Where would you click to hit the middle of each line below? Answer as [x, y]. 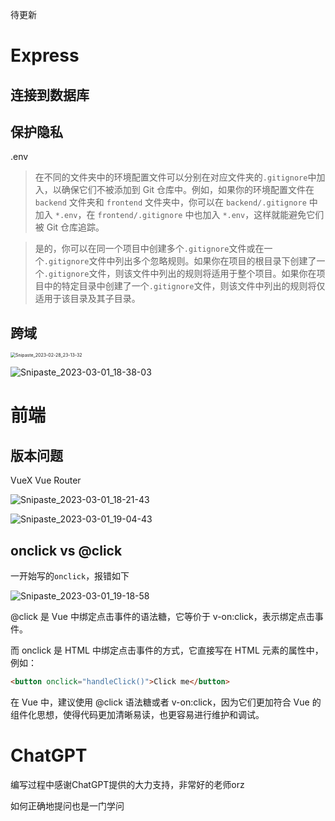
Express [45, 55]
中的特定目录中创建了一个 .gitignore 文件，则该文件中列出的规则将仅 [184, 286]
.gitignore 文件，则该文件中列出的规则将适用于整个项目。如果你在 [180, 274]
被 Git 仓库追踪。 [69, 227]
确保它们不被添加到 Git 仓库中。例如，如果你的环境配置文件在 [188, 190]
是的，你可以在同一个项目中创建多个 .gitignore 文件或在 [149, 249]
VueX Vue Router [46, 480]
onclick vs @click [66, 550]
